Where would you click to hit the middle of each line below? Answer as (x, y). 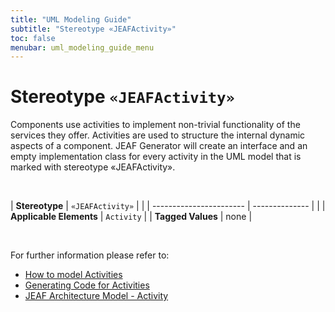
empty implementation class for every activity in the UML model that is (156, 157)
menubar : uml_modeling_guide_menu (82, 47)
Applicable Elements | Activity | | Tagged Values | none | (131, 217)
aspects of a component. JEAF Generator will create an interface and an (159, 146)
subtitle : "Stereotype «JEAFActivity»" (93, 29)
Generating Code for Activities (87, 285)
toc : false (33, 38)
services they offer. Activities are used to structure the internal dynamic (158, 135)
